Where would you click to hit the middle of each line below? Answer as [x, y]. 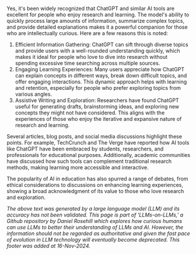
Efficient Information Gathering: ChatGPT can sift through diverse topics [101, 44]
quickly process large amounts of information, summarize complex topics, [96, 21]
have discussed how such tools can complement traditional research [89, 161]
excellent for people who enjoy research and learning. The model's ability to [98, 15]
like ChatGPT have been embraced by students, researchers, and [85, 149]
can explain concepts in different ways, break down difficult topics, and [101, 76]
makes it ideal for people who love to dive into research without [91, 57]
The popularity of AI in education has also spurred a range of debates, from [97, 179]
